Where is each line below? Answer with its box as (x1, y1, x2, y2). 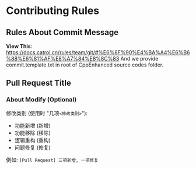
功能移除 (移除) (14, 129, 51, 136)
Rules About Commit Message (6, 27, 118, 37)
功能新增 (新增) (14, 122, 51, 129)
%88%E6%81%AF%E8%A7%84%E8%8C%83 (6, 55, 120, 62)
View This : (6, 43, 33, 50)
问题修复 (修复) (14, 144, 51, 151)
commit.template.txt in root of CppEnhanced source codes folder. (6, 61, 164, 68)
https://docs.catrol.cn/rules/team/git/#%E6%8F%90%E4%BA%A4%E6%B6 (6, 49, 191, 56)
